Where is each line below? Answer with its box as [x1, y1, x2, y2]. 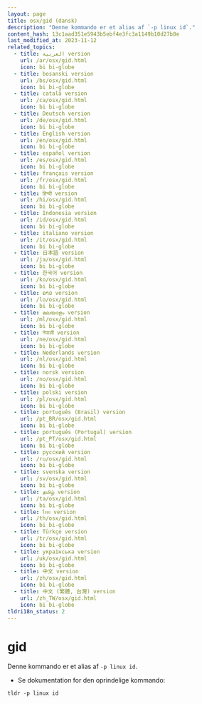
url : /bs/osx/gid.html [20, 76, 87, 84]
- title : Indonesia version [14, 210, 97, 217]
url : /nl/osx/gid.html [20, 356, 87, 363]
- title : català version [14, 90, 87, 97]
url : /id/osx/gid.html [20, 216, 87, 223]
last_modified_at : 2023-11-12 [7, 37, 97, 44]
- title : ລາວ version [14, 289, 78, 296]
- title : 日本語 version [14, 249, 84, 257]
